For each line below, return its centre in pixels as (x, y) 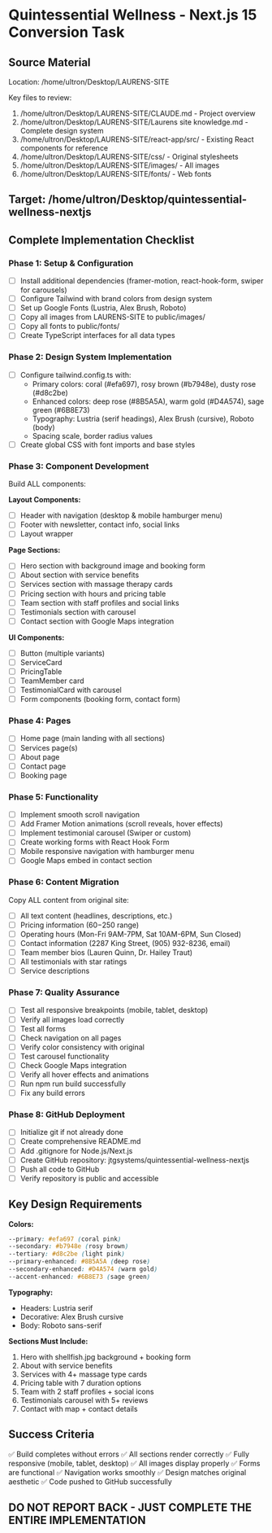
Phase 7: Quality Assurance (64, 992)
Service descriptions (55, 971)
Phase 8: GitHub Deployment (67, 1115)
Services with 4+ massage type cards (84, 1374)
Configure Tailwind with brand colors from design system (116, 299)
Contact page (43, 766)
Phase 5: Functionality (54, 797)
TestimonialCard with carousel (71, 690)
